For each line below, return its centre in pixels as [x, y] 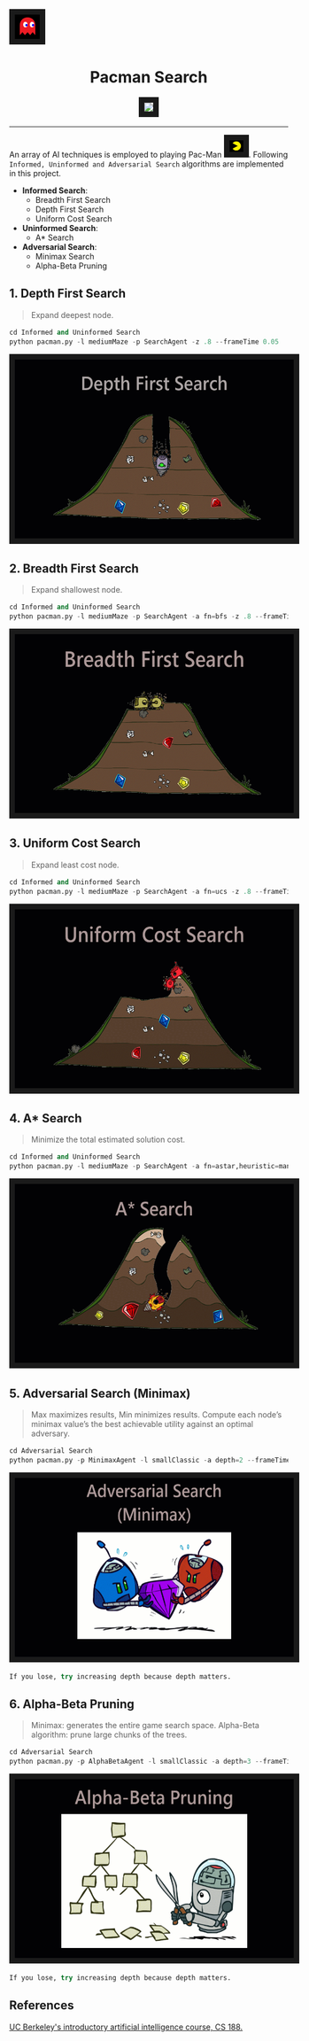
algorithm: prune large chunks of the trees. [109, 1734]
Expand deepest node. [72, 314]
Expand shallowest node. [77, 590]
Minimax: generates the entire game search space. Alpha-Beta [145, 1726]
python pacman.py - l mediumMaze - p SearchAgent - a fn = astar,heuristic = [144, 1167]
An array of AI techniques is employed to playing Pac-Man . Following [149, 154]
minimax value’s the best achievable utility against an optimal [142, 1424]
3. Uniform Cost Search [75, 844]
